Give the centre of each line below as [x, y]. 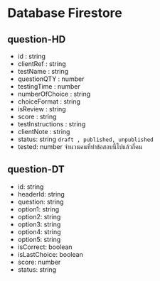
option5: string [39, 239]
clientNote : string [44, 132]
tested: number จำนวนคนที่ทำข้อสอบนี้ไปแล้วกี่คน [80, 147]
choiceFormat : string [49, 101]
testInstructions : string [52, 124]
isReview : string [42, 109]
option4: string [39, 231]
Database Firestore [65, 13]
